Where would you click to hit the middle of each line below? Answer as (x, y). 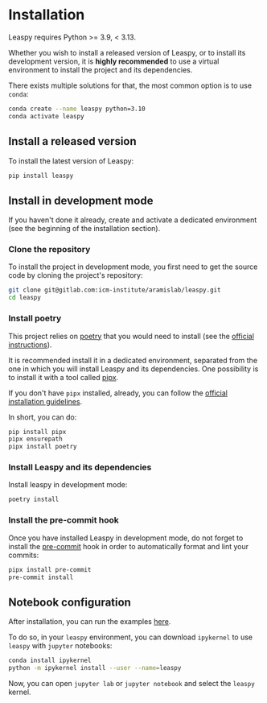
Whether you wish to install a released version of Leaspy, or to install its (127, 52)
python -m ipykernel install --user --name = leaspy (95, 668)
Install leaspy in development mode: (68, 485)
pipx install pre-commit (50, 569)
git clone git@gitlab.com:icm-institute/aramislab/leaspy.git (115, 290)
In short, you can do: (43, 417)
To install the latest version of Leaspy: (71, 161)
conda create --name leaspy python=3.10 (77, 109)
